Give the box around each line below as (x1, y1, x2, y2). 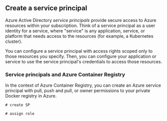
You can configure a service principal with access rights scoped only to (5, 48, 153, 54)
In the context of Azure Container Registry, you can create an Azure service (5, 82, 161, 89)
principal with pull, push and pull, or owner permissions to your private (5, 88, 150, 94)
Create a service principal (5, 4, 87, 12)
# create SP (5, 103, 30, 108)
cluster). (5, 38, 22, 44)
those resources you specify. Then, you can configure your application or (5, 53, 156, 59)
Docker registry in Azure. (5, 93, 57, 99)
